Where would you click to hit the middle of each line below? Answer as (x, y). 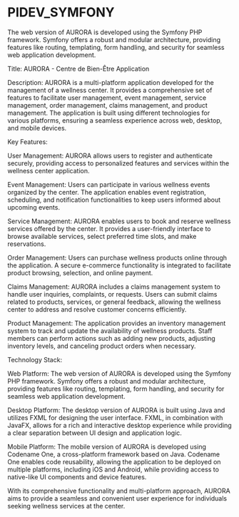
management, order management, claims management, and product (108, 105)
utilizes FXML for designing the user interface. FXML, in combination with (115, 417)
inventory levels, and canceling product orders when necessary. (102, 346)
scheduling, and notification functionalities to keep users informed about (114, 200)
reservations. (27, 244)
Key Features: (27, 142)
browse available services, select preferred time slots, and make (102, 236)
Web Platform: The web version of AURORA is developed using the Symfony (119, 373)
